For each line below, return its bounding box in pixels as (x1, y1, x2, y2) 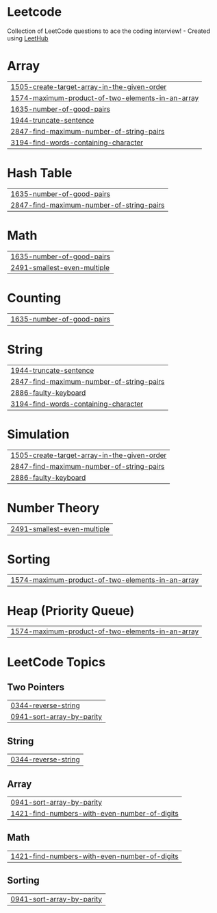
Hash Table (7, 165, 73, 181)
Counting (7, 290, 62, 306)
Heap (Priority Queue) (7, 602, 135, 618)
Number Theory (7, 500, 100, 515)
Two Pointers (7, 681, 65, 693)
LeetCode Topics (7, 654, 106, 670)
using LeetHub (7, 34, 49, 42)
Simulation (7, 426, 70, 442)
